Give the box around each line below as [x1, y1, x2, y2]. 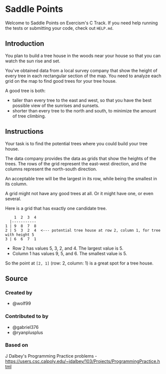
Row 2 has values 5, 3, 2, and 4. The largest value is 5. [12, 245, 124, 251]
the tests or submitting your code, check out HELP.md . [5, 25, 114, 31]
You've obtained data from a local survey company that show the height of [5, 67, 158, 73]
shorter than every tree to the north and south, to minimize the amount [12, 107, 157, 113]
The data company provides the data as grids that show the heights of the [5, 155, 157, 161]
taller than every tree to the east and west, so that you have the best [12, 97, 152, 103]
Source [5, 274, 28, 283]
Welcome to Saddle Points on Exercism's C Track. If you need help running [5, 20, 158, 26]
